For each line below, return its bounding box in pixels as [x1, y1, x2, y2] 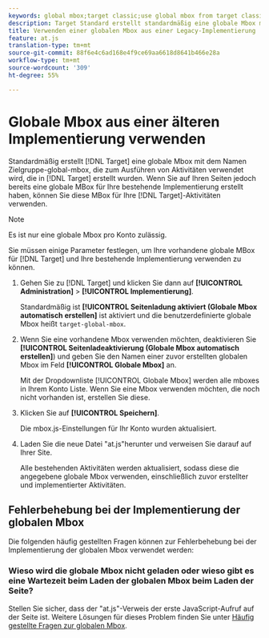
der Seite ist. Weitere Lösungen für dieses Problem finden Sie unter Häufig [8, 612, 255, 621]
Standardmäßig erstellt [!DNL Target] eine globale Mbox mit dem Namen [8, 156, 247, 166]
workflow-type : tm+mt [8, 57, 81, 65]
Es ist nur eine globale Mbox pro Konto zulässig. [8, 230, 167, 239]
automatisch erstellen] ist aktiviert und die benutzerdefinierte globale [19, 310, 251, 320]
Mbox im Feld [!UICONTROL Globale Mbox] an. [19, 359, 177, 369]
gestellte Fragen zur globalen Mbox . [8, 620, 128, 630]
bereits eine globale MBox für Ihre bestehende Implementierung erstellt [8, 182, 244, 191]
